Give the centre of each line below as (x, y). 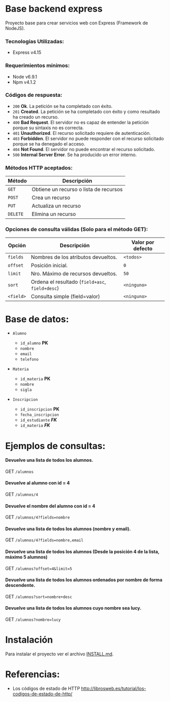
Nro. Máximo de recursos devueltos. (74, 274)
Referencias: (33, 674)
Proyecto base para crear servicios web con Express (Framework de (77, 23)
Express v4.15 (27, 52)
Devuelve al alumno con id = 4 (37, 483)
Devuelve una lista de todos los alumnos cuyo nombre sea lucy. (73, 608)
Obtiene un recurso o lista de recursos (77, 190)
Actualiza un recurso (56, 206)
